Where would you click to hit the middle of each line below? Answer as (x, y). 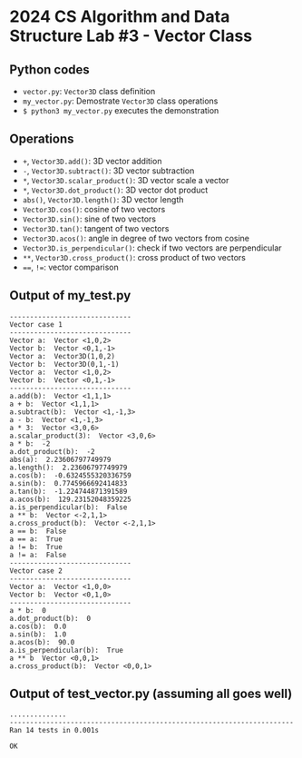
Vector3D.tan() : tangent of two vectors (96, 228)
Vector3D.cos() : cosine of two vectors (94, 209)
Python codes (50, 69)
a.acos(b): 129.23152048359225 (70, 499)
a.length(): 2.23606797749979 (68, 468)
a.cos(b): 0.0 (38, 626)
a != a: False (38, 555)
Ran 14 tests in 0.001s (54, 731)
